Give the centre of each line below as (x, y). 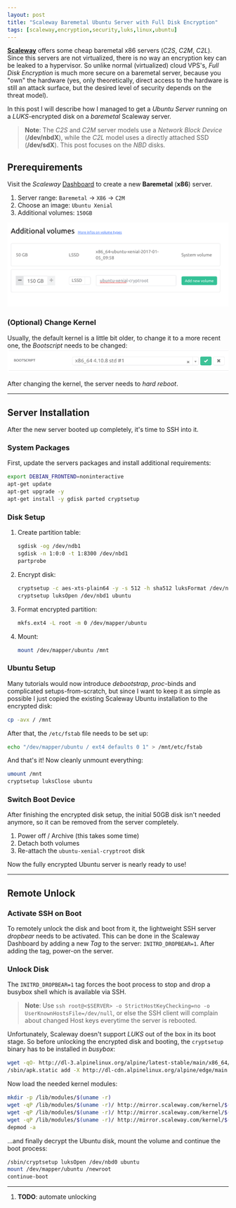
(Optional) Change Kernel (52, 322)
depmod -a (22, 1127)
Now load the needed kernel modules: (63, 1084)
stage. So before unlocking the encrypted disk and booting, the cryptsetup (115, 1042)
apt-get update (29, 484)
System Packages (39, 448)
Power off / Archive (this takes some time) (78, 836)
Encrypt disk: (37, 574)
